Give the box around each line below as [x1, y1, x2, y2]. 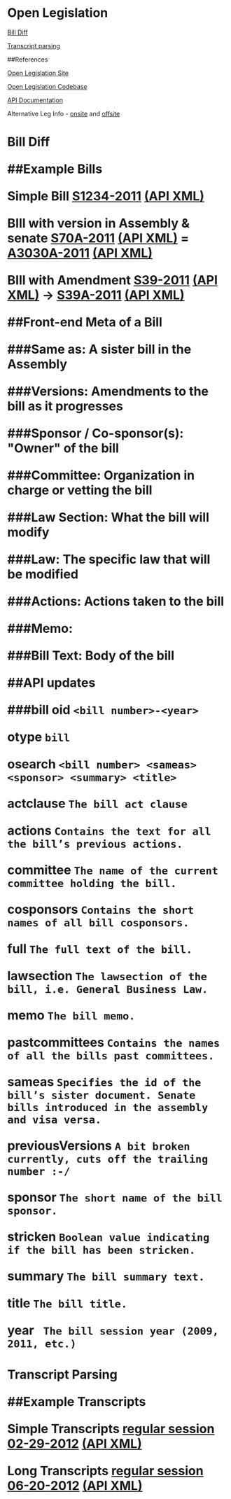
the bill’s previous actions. [7, 838, 183, 851]
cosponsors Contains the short [7, 902, 195, 918]
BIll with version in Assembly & [7, 216, 190, 232]
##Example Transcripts [7, 1394, 146, 1410]
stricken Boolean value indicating [7, 1229, 210, 1245]
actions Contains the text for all [7, 823, 211, 839]
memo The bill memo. [7, 1008, 136, 1024]
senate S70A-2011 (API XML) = [7, 230, 190, 246]
